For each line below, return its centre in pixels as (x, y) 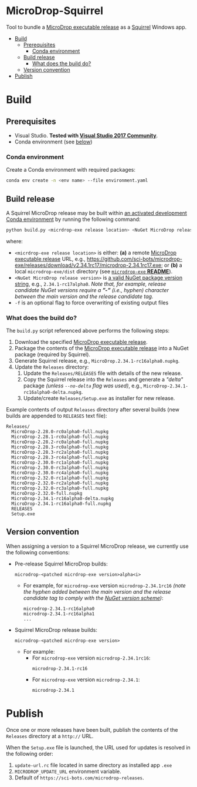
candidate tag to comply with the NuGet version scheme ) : (93, 598)
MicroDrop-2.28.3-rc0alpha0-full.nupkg (60, 447)
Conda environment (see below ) (53, 142)
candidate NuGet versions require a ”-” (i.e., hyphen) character (91, 290)
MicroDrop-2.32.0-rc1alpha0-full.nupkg (60, 478)
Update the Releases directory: (52, 367)
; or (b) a (172, 265)
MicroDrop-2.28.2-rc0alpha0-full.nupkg (60, 442)
